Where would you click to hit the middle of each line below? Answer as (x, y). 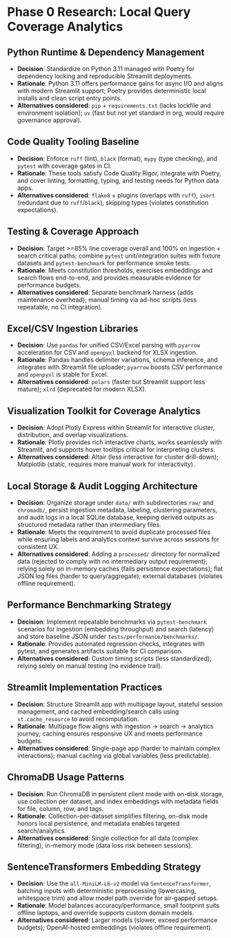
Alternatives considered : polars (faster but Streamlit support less (111, 382)
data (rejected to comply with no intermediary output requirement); (112, 562)
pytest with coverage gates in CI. (64, 166)
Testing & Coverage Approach (73, 232)
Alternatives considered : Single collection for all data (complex (108, 838)
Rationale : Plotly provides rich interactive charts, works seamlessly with (119, 442)
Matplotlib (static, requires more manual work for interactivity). (106, 464)
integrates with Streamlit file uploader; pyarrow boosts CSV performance (120, 367)
